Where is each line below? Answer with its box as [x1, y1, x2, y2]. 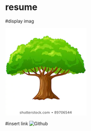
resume [5, 1, 37, 13]
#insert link [5, 120, 28, 126]
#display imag [5, 18, 34, 24]
